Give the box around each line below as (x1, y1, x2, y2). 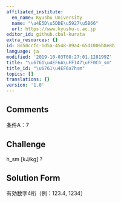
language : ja (6, 48, 39, 55)
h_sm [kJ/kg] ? (6, 155, 43, 162)
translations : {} (6, 76, 50, 82)
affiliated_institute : (6, 8, 64, 15)
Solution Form (6, 173, 60, 184)
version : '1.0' (6, 82, 45, 88)
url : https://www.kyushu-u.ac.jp (11, 25, 96, 32)
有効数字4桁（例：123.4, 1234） (6, 190, 87, 197)
